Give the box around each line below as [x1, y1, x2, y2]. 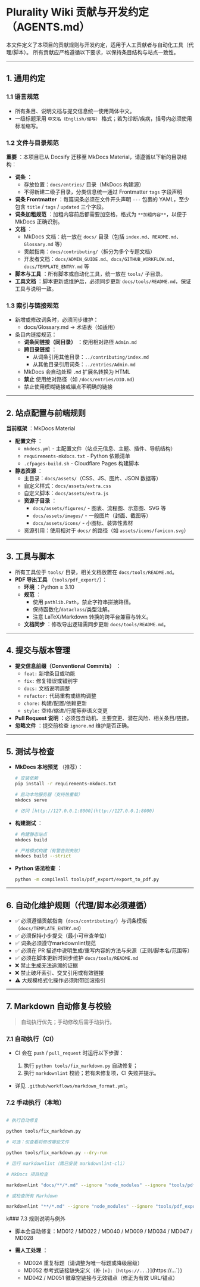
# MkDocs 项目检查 [6, 1171, 48, 1177]
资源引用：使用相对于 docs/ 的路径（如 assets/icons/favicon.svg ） [23, 527, 189, 534]
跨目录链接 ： [23, 346, 57, 353]
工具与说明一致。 [14, 285, 57, 292]
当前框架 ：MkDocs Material [6, 425, 76, 432]
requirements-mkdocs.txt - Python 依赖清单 [23, 452, 131, 459]
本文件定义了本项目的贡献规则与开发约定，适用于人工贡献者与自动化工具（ [6, 41, 189, 48]
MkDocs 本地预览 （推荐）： [14, 763, 83, 770]
